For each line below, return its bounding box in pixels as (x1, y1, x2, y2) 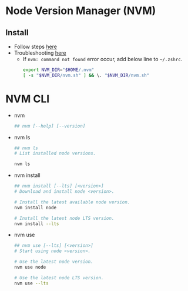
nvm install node (14, 205, 57, 210)
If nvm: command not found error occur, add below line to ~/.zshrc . (22, 56, 183, 62)
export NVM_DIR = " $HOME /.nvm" (22, 67, 95, 73)
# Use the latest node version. (14, 259, 93, 265)
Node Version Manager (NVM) (5, 4, 156, 18)
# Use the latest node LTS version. (14, 275, 104, 280)
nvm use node (14, 265, 46, 270)
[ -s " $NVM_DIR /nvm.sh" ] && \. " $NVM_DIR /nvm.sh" (22, 72, 150, 78)
